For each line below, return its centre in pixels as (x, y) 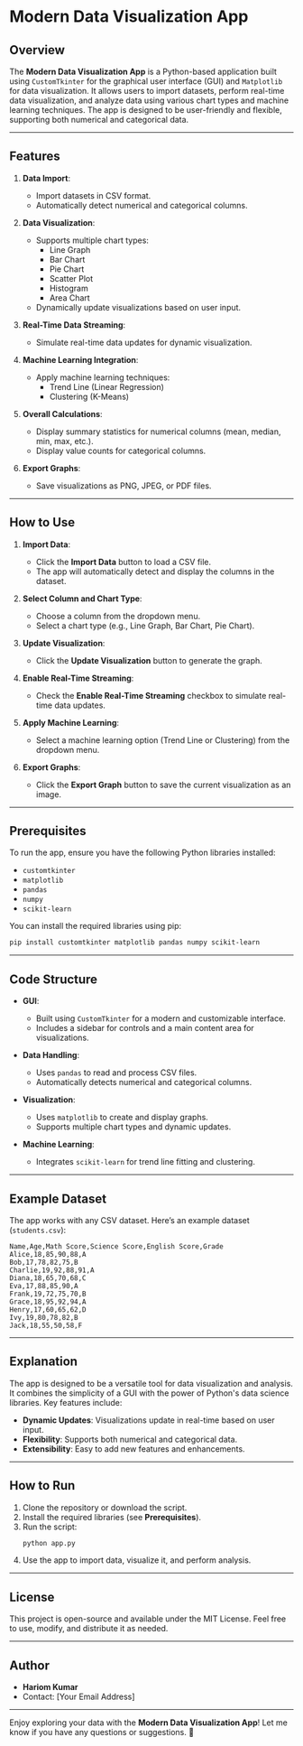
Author (29, 1665)
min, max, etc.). (65, 441)
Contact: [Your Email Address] (78, 1697)
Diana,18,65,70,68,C (48, 1278)
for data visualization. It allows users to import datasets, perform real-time (147, 91)
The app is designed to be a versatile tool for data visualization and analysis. (151, 1383)
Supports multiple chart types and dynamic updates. (133, 1127)
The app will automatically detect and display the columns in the (155, 571)
